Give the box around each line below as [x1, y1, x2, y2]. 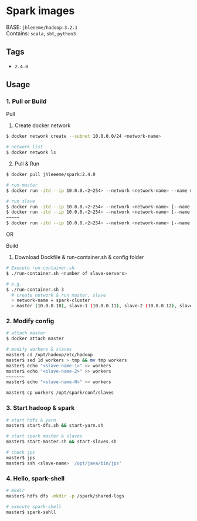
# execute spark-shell [6, 503, 62, 510]
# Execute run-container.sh [6, 265, 75, 271]
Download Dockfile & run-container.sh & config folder [14, 254, 144, 261]
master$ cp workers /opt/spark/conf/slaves [6, 390, 114, 396]
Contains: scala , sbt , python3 [6, 29, 76, 36]
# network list [6, 144, 43, 150]
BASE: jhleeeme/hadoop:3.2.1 [6, 24, 78, 31]
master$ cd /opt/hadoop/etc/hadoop [6, 352, 93, 358]
